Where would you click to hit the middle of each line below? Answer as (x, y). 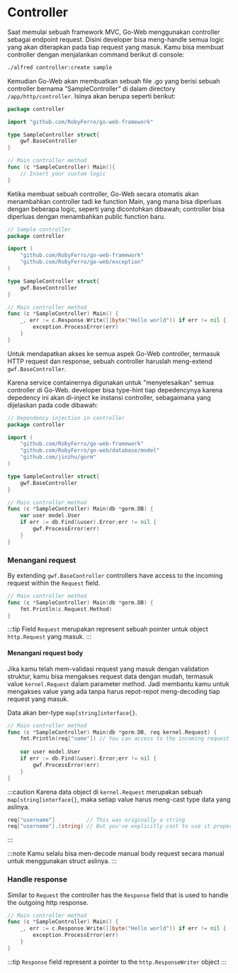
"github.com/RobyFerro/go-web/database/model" (90, 450)
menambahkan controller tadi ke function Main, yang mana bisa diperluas (114, 201)
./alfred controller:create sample (60, 67)
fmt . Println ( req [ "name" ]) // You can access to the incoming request (125, 739)
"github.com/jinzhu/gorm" (58, 457)
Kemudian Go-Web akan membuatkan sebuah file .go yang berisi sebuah (114, 81)
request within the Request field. (54, 583)
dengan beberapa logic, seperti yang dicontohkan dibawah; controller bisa (116, 209)
